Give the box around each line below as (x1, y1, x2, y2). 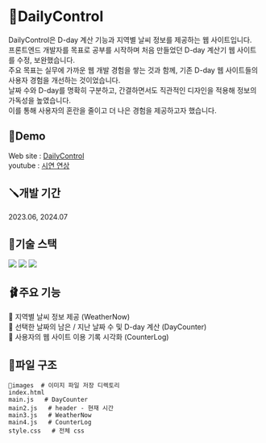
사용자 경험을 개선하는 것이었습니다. (8, 75, 121, 85)
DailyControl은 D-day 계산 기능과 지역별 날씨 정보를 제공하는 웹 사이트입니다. (8, 35, 252, 44)
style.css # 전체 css (8, 427, 85, 435)
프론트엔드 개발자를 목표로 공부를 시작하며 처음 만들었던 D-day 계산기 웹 (8, 44, 235, 55)
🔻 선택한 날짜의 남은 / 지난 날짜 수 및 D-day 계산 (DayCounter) (8, 322, 207, 332)
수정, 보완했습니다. (16, 55, 75, 65)
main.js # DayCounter (8, 395, 89, 403)
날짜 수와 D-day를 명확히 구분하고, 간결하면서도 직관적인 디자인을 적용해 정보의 (8, 85, 257, 95)
